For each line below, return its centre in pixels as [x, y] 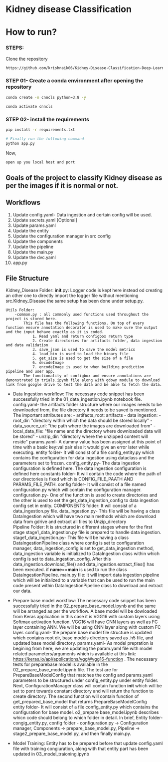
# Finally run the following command [45, 139]
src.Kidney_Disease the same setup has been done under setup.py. [75, 301]
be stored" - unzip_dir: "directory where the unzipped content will [80, 436]
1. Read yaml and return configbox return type [83, 337]
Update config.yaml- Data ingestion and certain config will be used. [82, 214]
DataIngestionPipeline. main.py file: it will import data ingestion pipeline [86, 575]
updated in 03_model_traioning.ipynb [51, 754]
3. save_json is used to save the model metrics [84, 350]
